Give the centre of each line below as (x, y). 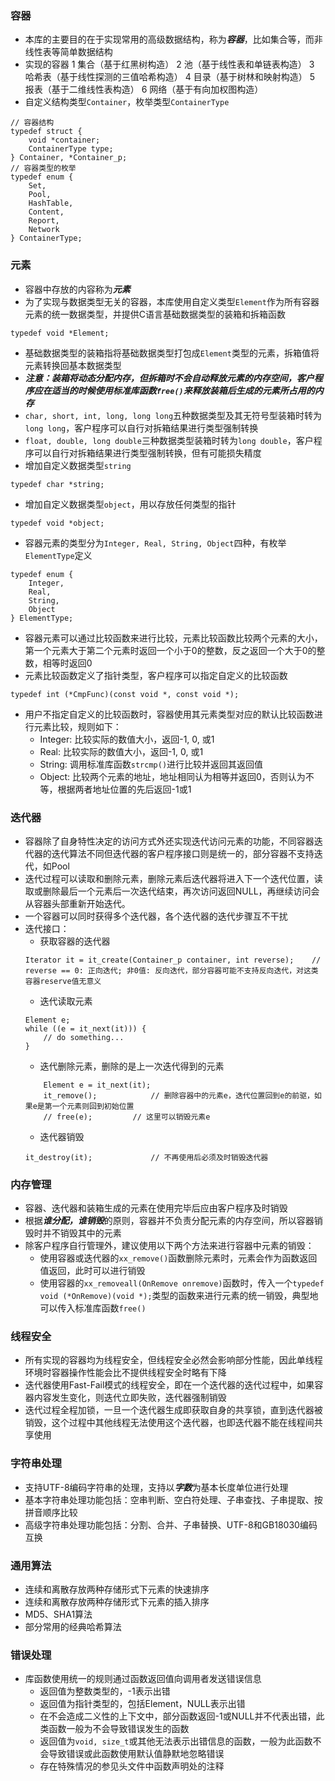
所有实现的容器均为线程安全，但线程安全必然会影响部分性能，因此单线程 (173, 1360)
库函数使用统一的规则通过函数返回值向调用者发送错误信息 (143, 1679)
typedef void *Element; (60, 333)
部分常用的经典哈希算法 (73, 1627)
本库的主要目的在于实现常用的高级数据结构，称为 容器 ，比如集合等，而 (169, 39)
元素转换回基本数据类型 (73, 365)
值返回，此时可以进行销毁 (92, 1271)
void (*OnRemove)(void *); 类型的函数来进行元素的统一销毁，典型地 (179, 1296)
